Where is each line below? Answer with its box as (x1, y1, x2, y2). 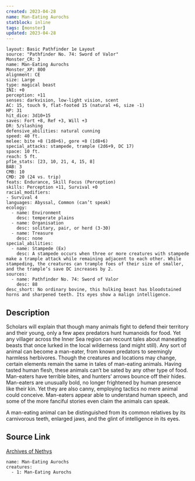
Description (6, 307, 50, 317)
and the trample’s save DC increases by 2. (6, 267, 114, 272)
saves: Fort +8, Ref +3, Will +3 (6, 118, 88, 124)
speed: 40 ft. (6, 133, 41, 139)
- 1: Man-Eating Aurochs (11, 469, 72, 475)
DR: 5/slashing (6, 123, 43, 129)
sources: (6, 271, 27, 278)
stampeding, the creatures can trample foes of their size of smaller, (6, 261, 184, 267)
